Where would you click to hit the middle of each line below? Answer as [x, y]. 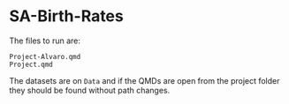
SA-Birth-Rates [66, 16]
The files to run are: [45, 41]
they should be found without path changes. [90, 90]
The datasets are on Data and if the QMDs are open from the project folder [144, 80]
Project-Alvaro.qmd [45, 56]
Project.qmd [31, 64]
